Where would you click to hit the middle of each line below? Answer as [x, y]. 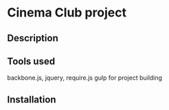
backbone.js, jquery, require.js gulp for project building [85, 78]
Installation [32, 99]
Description [33, 38]
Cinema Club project [67, 13]
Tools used [31, 61]
